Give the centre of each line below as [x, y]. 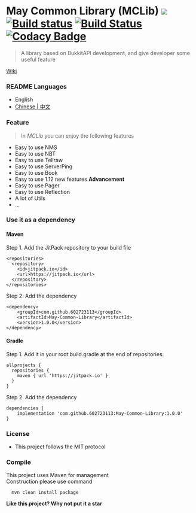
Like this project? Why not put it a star [54, 503]
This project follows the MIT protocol [60, 447]
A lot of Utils [30, 198]
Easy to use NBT [35, 153]
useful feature [38, 59]
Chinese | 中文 [33, 107]
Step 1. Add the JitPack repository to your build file [69, 247]
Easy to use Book [36, 172]
